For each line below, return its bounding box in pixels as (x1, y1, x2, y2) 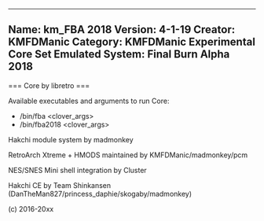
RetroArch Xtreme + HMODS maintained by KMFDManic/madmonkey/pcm (8, 150, 248, 160)
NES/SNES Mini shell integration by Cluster (8, 165, 147, 175)
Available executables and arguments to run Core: (8, 96, 170, 105)
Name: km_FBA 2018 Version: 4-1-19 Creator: (8, 23, 236, 36)
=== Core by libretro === (8, 80, 90, 90)
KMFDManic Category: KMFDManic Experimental (8, 35, 255, 49)
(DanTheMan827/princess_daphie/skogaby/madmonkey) (8, 189, 192, 198)
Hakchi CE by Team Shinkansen (8, 180, 112, 190)
